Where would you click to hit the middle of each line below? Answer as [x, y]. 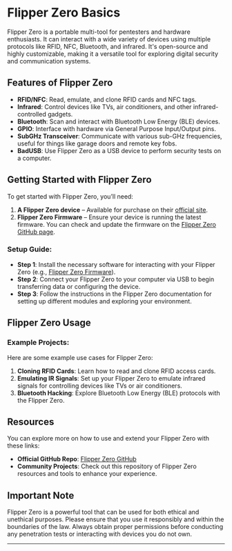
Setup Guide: [30, 250]
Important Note [41, 495]
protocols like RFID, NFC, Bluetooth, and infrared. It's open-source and [108, 46]
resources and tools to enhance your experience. [87, 474]
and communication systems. [49, 61]
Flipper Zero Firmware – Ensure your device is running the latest [109, 217]
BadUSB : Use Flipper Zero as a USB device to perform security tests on [119, 150]
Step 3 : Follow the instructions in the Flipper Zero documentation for [114, 294]
